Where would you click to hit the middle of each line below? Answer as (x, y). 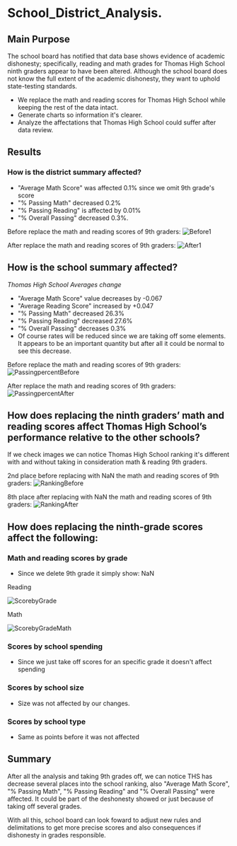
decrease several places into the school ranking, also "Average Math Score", (118, 784)
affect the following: (53, 538)
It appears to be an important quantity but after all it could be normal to (121, 343)
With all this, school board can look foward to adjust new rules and (104, 820)
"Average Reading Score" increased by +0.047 (86, 306)
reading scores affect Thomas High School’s (107, 426)
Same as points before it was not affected (78, 736)
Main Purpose (39, 39)
